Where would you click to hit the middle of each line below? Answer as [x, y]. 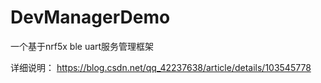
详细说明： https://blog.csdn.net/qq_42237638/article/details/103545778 [161, 67]
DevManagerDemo [90, 17]
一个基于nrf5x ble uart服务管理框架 [82, 46]
